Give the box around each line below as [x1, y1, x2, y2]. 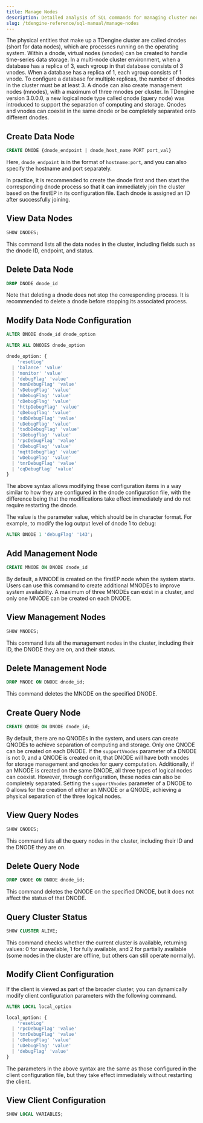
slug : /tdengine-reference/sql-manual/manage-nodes [6, 20, 139, 26]
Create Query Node [6, 708, 81, 718]
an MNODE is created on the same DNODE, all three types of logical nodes [6, 766, 192, 774]
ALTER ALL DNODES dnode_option [6, 343, 85, 349]
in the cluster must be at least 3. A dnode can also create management [6, 82, 182, 89]
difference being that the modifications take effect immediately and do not [6, 495, 192, 502]
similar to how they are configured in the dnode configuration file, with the [6, 489, 191, 496]
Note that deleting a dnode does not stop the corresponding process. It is [6, 291, 189, 298]
